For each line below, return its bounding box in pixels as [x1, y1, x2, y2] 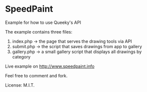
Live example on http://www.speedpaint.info [5, 63, 95, 69]
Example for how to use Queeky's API [5, 19, 81, 25]
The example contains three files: [5, 29, 73, 35]
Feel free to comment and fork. [5, 73, 68, 78]
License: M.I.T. [5, 82, 35, 88]
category [12, 54, 31, 59]
